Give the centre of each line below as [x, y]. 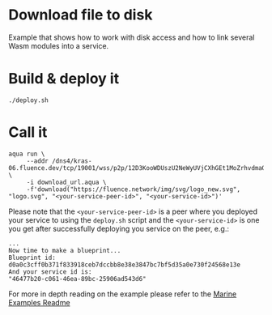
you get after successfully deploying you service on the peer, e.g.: [119, 228]
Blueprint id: [32, 258]
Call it [28, 132]
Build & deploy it [64, 79]
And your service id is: [50, 272]
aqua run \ [27, 154]
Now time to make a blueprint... [65, 250]
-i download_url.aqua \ [66, 182]
